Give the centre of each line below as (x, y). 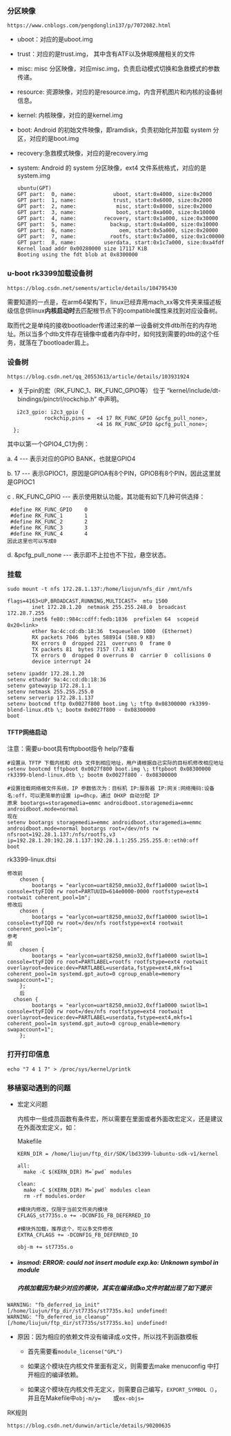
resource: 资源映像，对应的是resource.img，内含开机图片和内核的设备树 (120, 92)
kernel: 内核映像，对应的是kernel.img (70, 115)
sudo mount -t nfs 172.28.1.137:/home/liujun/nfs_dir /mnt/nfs (100, 589)
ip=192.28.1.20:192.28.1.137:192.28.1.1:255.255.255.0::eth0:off (103, 841)
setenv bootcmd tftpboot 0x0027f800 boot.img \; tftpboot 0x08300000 (109, 769)
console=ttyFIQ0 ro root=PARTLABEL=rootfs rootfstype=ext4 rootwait (108, 962)
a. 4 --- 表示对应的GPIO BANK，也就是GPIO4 (71, 458)
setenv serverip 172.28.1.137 (51, 698)
